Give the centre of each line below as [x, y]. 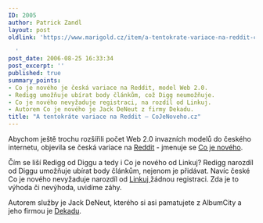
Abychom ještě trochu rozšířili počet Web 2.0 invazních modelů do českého [130, 139]
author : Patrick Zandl [45, 23]
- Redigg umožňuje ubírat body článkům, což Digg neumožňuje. [112, 95]
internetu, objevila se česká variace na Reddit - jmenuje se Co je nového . [126, 147]
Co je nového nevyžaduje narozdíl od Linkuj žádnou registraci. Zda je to [123, 179]
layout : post [29, 30]
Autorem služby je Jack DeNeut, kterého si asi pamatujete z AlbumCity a [125, 203]
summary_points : [34, 80]
